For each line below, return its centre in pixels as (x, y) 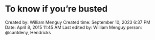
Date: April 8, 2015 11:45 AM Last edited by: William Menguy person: (74, 27)
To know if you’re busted (56, 9)
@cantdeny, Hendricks (28, 32)
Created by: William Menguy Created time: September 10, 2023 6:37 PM (78, 22)
